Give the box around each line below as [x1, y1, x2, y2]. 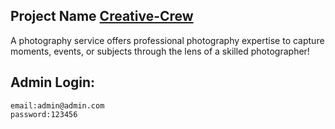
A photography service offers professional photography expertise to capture [10, 34, 325, 46]
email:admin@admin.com [10, 100, 105, 111]
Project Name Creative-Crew [10, 8, 194, 25]
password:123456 [10, 109, 78, 119]
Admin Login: [10, 74, 96, 91]
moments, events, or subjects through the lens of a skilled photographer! [10, 45, 310, 57]
